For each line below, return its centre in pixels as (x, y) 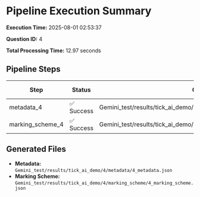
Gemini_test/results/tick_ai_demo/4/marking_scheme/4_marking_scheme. (104, 183)
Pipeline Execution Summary (79, 11)
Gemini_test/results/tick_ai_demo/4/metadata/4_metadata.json (93, 170)
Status (81, 89)
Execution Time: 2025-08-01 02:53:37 (54, 27)
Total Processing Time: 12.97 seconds (54, 50)
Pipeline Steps (33, 69)
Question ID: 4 (24, 39)
